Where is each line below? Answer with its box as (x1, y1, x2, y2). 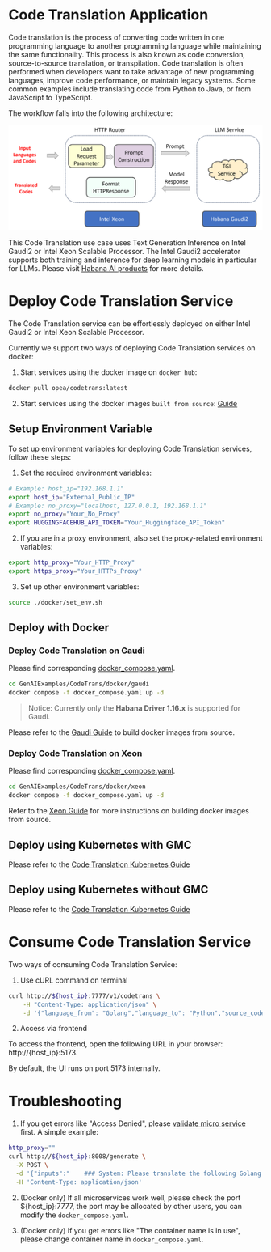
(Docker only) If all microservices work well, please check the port (19, 1192, 240, 1203)
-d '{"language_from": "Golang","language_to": (23, 1009, 186, 1017)
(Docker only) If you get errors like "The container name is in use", (19, 1225, 240, 1235)
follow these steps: (8, 452, 71, 462)
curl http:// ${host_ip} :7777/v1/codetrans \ (8, 991, 161, 1000)
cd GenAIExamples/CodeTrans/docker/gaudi (8, 680, 150, 689)
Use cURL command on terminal (19, 975, 128, 985)
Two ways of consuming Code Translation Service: (8, 959, 177, 969)
